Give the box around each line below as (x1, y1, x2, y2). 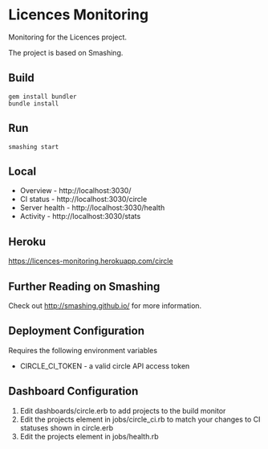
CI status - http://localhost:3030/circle (19, 195, 148, 204)
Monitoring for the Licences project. (8, 32, 127, 42)
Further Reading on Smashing (8, 279, 160, 293)
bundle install (8, 99, 59, 108)
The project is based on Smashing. (8, 47, 124, 57)
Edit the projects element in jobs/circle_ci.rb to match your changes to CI (19, 414, 261, 424)
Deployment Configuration (8, 324, 145, 338)
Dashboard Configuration (8, 385, 139, 398)
